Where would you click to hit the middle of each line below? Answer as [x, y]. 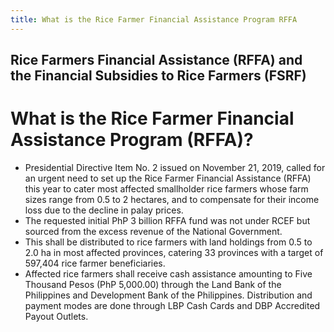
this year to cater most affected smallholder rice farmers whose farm [166, 188]
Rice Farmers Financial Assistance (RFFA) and [156, 60]
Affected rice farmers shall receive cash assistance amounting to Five [168, 273]
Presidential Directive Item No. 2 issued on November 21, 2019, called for [175, 167]
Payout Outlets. [56, 316]
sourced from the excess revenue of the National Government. [153, 231]
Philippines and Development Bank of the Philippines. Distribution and [168, 295]
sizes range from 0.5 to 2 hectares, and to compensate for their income [172, 199]
